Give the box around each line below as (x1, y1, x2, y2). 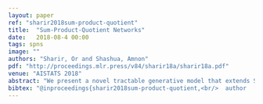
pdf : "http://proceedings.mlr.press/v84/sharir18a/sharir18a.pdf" (8, 63, 229, 70)
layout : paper (8, 11, 55, 20)
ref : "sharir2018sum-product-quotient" (8, 19, 139, 27)
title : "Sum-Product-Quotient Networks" (8, 26, 146, 34)
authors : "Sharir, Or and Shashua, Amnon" (8, 56, 149, 63)
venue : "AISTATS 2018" (8, 70, 82, 77)
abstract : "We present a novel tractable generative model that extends (8, 77, 250, 84)
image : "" (8, 48, 41, 56)
